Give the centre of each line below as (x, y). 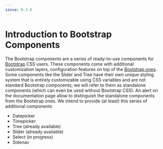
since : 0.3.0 (19, 10)
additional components (29, 106)
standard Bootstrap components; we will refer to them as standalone (76, 85)
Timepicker (24, 121)
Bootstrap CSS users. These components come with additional (70, 64)
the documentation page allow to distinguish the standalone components (80, 95)
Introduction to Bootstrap (59, 34)
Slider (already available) (38, 132)
